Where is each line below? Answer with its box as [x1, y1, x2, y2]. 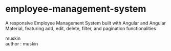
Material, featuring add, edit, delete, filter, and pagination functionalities [5, 25, 156, 31]
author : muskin [5, 40, 38, 46]
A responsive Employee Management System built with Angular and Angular [5, 20, 166, 26]
